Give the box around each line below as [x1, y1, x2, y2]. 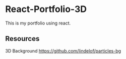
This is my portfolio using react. [5, 20, 71, 26]
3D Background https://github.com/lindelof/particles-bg [5, 47, 121, 53]
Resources [5, 34, 40, 43]
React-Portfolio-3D [5, 3, 87, 15]
